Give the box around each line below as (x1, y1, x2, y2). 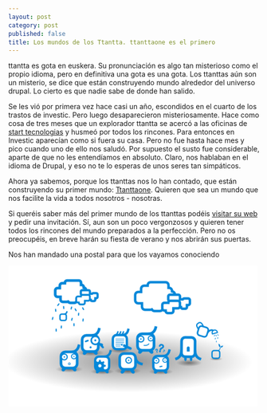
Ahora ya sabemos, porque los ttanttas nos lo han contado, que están (8, 176, 238, 187)
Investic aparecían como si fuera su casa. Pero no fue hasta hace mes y (8, 136, 245, 145)
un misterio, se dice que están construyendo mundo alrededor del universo (8, 78, 256, 88)
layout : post (8, 13, 52, 21)
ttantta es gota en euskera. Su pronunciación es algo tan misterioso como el (8, 61, 258, 71)
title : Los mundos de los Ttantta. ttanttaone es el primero (8, 38, 216, 46)
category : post (8, 21, 59, 29)
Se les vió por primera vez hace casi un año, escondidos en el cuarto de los (8, 102, 257, 112)
